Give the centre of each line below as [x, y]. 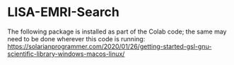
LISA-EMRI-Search [64, 12]
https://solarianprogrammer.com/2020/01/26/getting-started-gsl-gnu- [110, 46]
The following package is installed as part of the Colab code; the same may [117, 31]
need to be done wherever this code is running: [76, 38]
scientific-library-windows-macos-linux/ [66, 54]
